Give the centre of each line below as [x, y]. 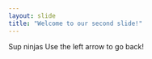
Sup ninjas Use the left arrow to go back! [76, 46]
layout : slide [32, 16]
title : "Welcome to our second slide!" [76, 23]
